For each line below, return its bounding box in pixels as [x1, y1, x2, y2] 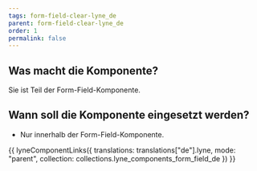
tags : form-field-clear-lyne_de [8, 11, 116, 20]
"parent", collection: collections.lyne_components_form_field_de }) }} [8, 153, 236, 163]
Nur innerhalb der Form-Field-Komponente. [19, 129, 165, 139]
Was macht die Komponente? [8, 63, 159, 77]
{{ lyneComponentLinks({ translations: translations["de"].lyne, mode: [8, 145, 236, 155]
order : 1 [8, 26, 38, 35]
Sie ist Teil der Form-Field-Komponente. [8, 85, 141, 95]
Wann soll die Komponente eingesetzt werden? [8, 108, 250, 122]
